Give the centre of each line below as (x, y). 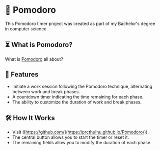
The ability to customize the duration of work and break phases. (77, 102)
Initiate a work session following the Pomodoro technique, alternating (82, 86)
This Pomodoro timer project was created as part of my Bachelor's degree (80, 24)
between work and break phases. (46, 91)
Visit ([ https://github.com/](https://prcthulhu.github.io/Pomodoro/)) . (80, 132)
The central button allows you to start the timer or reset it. (70, 137)
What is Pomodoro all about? (34, 59)
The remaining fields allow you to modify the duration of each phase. (82, 143)
